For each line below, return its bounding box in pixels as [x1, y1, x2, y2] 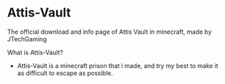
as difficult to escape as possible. [17, 69, 114, 77]
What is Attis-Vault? [7, 48, 64, 56]
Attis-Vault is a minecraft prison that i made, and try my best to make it [17, 61, 219, 70]
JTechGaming [7, 34, 47, 43]
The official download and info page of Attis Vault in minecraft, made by [7, 28, 213, 36]
